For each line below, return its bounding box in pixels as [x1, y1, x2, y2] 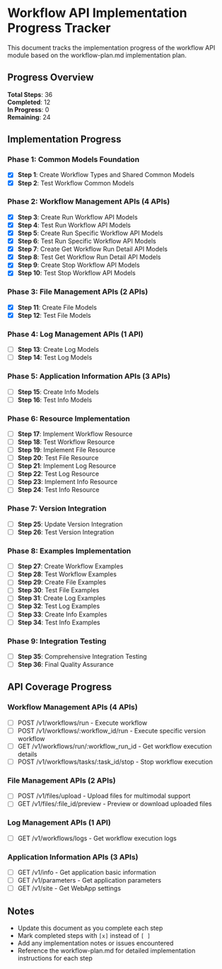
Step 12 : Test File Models [17, 311, 91, 319]
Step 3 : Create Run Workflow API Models [17, 212, 138, 221]
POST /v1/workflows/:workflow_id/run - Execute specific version [17, 726, 206, 735]
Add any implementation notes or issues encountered [17, 939, 174, 948]
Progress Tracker [7, 20, 111, 36]
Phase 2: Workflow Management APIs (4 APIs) [7, 197, 170, 207]
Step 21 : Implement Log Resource [17, 461, 117, 470]
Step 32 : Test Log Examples [17, 602, 100, 610]
